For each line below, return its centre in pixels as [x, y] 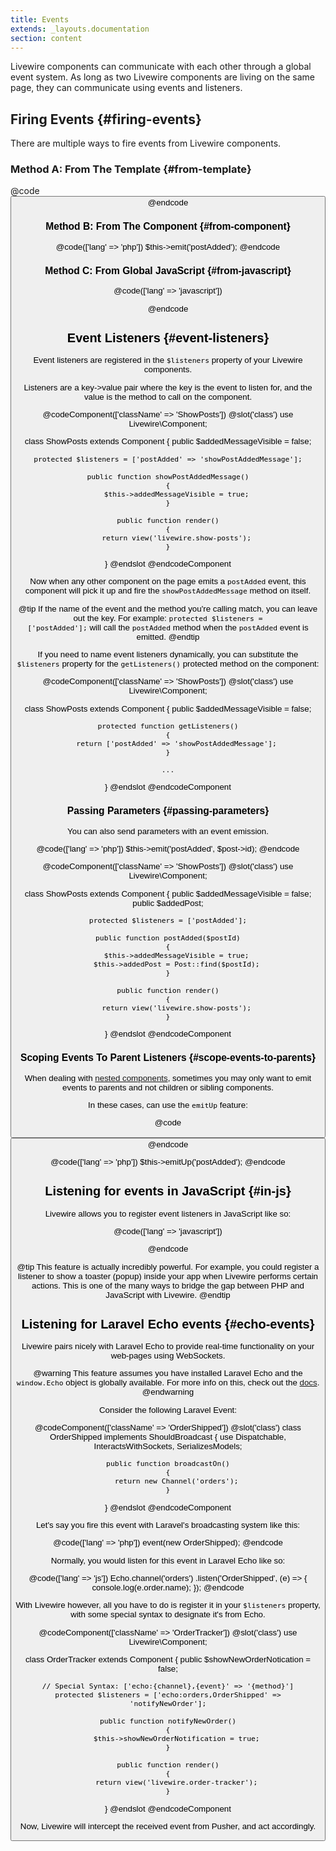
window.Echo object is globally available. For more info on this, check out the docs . [168, 1382]
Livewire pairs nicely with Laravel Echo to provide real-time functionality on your [168, 1346]
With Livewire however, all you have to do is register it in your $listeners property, [168, 1605]
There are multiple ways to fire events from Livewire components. [146, 143]
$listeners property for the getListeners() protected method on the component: [168, 663]
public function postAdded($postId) [168, 937]
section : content [46, 38]
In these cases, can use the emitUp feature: [168, 1105]
